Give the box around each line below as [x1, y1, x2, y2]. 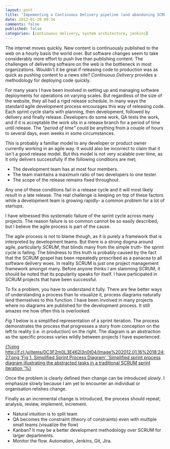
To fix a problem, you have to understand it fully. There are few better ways [5, 286, 162, 292]
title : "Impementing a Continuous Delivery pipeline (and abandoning [5, 12, 155, 17]
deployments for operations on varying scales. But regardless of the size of [5, 92, 162, 98]
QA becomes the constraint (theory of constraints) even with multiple [12, 417, 157, 422]
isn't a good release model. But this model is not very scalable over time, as [5, 151, 163, 157]
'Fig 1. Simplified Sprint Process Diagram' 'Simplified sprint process [20, 355, 161, 360]
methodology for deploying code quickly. [5, 77, 91, 83]
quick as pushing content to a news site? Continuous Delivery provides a [5, 72, 157, 78]
